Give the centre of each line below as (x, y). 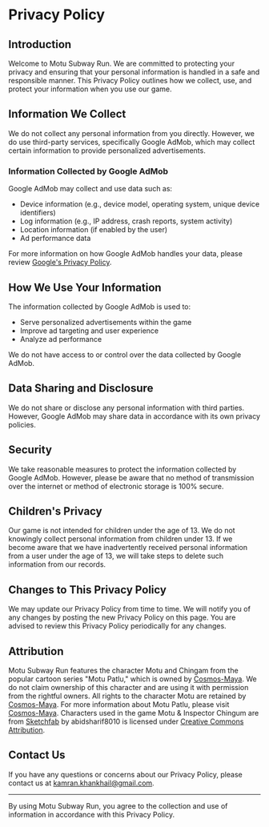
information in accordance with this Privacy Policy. (91, 814)
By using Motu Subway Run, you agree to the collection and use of (118, 805)
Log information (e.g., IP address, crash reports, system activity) (126, 221)
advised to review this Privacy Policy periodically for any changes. (117, 626)
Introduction (40, 44)
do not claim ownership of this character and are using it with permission (128, 687)
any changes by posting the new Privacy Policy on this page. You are (122, 617)
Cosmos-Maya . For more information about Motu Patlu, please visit (119, 704)
